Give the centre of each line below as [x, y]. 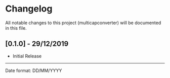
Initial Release [27, 56]
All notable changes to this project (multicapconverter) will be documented [83, 23]
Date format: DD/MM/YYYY [34, 70]
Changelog [29, 9]
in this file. [16, 28]
